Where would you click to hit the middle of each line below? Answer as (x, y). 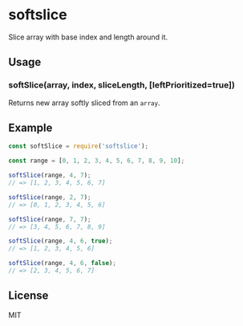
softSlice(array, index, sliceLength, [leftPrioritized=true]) (121, 85)
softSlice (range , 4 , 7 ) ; (50, 175)
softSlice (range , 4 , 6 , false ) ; (62, 263)
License (28, 296)
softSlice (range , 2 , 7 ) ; (50, 197)
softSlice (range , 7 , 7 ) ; (50, 219)
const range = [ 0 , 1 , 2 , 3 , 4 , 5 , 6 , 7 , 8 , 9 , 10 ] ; (97, 161)
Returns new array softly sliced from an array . (84, 103)
